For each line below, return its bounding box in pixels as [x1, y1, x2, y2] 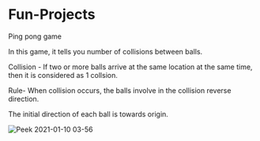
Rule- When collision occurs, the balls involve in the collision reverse [8, 85, 232, 95]
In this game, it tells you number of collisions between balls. [8, 46, 203, 56]
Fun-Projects [8, 6, 96, 24]
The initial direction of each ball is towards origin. [8, 109, 168, 119]
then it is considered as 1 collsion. [8, 70, 119, 80]
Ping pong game [8, 32, 62, 41]
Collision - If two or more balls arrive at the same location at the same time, [8, 61, 253, 72]
